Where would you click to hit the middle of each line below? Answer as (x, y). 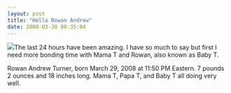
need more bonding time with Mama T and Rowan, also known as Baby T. (113, 55)
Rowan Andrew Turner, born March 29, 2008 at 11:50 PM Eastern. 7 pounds (116, 69)
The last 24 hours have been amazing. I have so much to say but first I (115, 48)
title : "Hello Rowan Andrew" (50, 20)
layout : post (26, 14)
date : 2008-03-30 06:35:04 (47, 27)
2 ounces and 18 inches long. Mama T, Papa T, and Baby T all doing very (112, 76)
